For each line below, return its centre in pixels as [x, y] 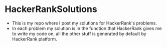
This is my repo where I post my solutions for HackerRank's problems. [85, 23]
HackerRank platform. [34, 39]
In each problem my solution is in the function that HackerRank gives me [87, 28]
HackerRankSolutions [51, 9]
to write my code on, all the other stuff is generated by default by [79, 33]
